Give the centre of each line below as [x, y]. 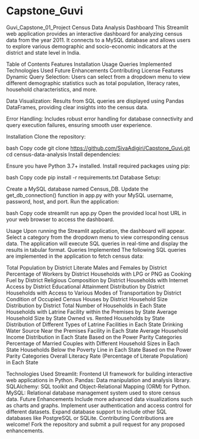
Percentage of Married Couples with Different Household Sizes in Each [93, 343]
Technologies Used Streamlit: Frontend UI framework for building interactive [99, 374]
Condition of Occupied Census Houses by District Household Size [87, 299]
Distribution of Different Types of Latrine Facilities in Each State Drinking [95, 324]
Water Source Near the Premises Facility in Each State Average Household [97, 330]
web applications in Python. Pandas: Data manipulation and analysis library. [99, 380]
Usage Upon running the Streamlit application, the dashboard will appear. [96, 230]
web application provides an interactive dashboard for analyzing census [94, 33]
